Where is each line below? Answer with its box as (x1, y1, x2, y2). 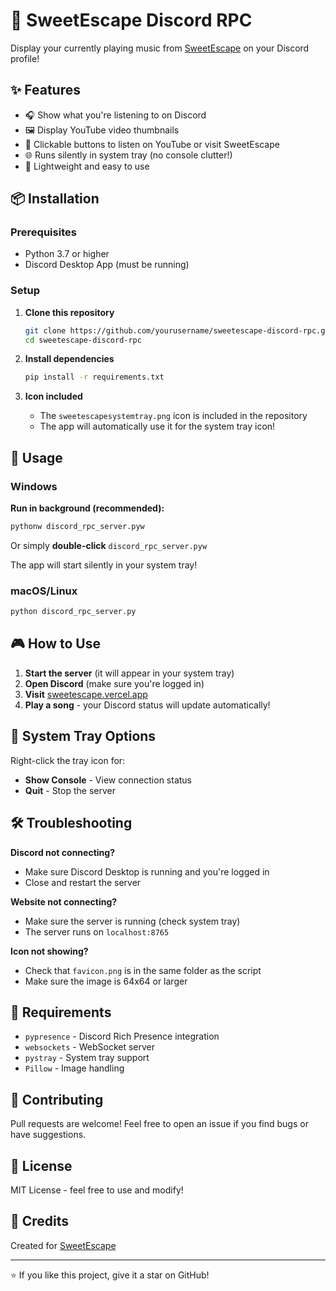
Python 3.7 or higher (24, 248, 110, 260)
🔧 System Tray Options (10, 728, 157, 745)
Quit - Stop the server (24, 784, 116, 796)
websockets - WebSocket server (24, 1041, 156, 1053)
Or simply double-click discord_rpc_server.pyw (10, 539, 208, 551)
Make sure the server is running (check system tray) (24, 915, 241, 927)
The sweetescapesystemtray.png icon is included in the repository (39, 410, 308, 422)
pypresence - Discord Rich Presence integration (24, 1030, 220, 1043)
